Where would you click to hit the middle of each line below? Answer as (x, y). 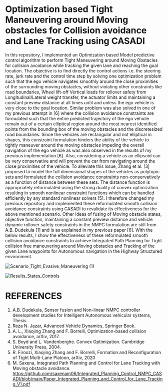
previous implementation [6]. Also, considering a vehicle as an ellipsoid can (83, 155)
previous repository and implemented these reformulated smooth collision (81, 203)
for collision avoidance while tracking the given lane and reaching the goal (82, 65)
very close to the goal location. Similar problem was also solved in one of (80, 108)
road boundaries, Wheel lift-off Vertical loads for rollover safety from (76, 92)
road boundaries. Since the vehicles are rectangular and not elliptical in (78, 134)
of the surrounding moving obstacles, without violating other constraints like (84, 86)
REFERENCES (34, 296)
